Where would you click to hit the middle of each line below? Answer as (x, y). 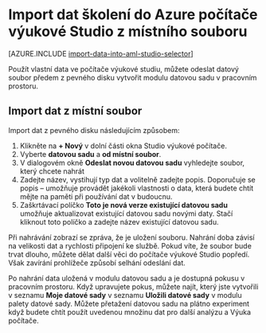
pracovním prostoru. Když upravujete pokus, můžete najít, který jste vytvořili (133, 286)
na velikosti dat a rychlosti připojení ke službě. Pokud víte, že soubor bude (130, 245)
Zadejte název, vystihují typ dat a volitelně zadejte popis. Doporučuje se (138, 179)
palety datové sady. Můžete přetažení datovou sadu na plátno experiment (129, 304)
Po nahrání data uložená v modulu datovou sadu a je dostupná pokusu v (127, 278)
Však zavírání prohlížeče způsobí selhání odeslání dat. (97, 262)
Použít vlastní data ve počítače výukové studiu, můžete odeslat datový (123, 69)
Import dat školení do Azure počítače (133, 15)
